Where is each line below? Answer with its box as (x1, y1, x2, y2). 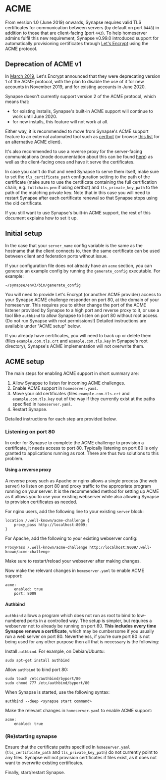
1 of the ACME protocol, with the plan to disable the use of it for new (5, 78, 144, 84)
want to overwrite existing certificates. (5, 760, 84, 766)
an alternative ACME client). (5, 139, 62, 145)
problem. (5, 455, 24, 461)
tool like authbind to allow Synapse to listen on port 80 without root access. (5, 312, 159, 318)
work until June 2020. (12, 113, 57, 119)
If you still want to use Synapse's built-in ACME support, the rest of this (5, 209, 151, 215)
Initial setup (5, 229, 43, 238)
